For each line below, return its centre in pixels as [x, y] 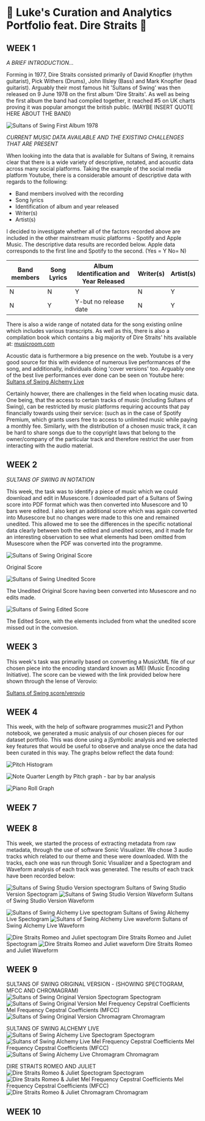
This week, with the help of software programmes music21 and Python [95, 727]
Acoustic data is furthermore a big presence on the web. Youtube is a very [100, 356]
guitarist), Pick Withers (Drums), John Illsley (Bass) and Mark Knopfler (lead [102, 81]
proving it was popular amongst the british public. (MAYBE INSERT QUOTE [100, 107]
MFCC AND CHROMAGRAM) [42, 991]
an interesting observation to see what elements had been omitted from [96, 537]
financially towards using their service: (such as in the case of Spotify [94, 413]
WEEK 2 [22, 465]
